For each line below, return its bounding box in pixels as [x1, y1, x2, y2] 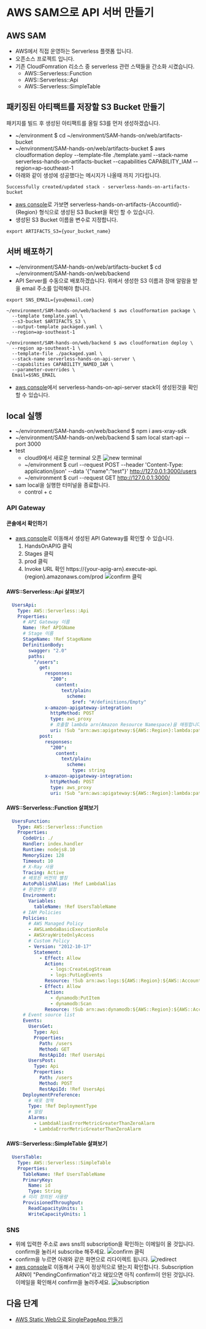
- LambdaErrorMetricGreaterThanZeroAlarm [33, 1126, 141, 1132]
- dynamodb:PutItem [50, 995, 100, 1001]
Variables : [28, 898, 56, 904]
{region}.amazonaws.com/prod [24, 573, 104, 580]
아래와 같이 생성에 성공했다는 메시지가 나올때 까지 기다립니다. [15, 171, 161, 178]
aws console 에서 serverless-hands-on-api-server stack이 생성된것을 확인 [15, 383, 198, 391]
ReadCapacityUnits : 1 [28, 1205, 84, 1211]
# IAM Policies [22, 909, 62, 916]
